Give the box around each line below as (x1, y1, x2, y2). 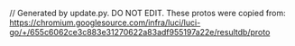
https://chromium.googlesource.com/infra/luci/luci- (9, 17, 201, 28)
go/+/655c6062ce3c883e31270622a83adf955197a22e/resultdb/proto (9, 27, 271, 37)
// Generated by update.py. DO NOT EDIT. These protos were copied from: (9, 8, 286, 18)
